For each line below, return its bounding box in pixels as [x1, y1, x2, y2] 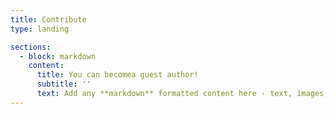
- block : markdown [19, 51, 97, 61]
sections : [10, 42, 52, 52]
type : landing [10, 24, 70, 34]
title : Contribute [10, 14, 87, 25]
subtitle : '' [36, 79, 92, 90]
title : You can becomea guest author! [36, 70, 199, 80]
